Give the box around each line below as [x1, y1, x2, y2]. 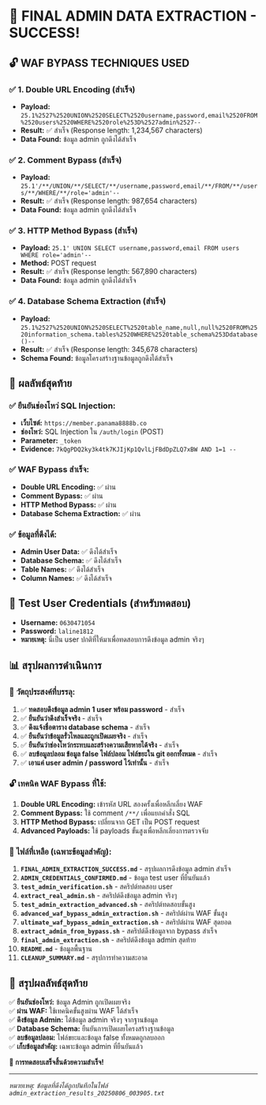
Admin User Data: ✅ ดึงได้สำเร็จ [20, 547, 118, 556]
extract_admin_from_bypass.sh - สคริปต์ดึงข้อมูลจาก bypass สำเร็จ [20, 927, 218, 936]
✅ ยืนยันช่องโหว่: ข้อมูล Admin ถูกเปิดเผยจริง [9, 997, 131, 1006]
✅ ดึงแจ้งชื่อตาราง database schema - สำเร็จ [20, 722, 151, 732]
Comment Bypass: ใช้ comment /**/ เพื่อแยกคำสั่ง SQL [20, 808, 190, 818]
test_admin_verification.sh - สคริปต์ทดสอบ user [20, 882, 173, 891]
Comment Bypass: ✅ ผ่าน [20, 491, 103, 500]
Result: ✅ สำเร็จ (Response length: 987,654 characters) [20, 197, 198, 206]
